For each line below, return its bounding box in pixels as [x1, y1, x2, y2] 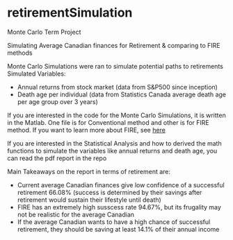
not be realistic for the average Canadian [17, 210, 134, 218]
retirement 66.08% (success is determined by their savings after [17, 188, 202, 196]
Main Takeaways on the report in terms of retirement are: [7, 167, 171, 175]
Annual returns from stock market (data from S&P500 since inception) [17, 83, 218, 91]
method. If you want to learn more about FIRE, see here [7, 126, 166, 134]
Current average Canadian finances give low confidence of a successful [17, 180, 225, 189]
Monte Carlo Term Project [7, 28, 81, 36]
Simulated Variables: [7, 69, 66, 78]
